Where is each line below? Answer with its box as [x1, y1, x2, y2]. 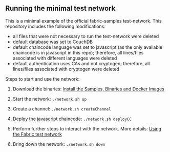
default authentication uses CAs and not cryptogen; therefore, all [12, 60, 150, 66]
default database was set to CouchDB [12, 39, 93, 45]
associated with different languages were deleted [12, 55, 117, 61]
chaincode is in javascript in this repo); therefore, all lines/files [12, 49, 144, 55]
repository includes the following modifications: [5, 23, 106, 29]
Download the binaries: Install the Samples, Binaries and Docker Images [12, 86, 165, 92]
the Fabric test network [12, 131, 62, 137]
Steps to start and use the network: [5, 75, 80, 82]
